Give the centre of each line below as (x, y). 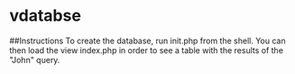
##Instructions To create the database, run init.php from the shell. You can (147, 41)
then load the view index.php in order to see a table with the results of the (147, 50)
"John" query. (35, 60)
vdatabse (45, 16)
